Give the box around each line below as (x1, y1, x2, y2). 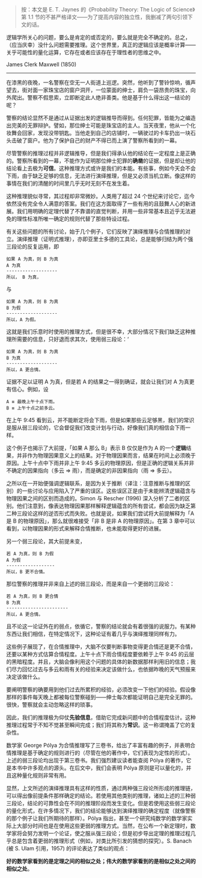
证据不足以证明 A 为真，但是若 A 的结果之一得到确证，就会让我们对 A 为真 (6, 378, 189, 385)
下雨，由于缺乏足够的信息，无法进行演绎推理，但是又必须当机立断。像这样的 (6, 172, 196, 179)
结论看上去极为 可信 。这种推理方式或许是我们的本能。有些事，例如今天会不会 (6, 165, 196, 172)
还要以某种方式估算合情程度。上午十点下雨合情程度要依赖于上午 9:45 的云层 (6, 650, 194, 658)
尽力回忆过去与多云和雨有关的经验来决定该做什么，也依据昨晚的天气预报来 (11, 665, 196, 673)
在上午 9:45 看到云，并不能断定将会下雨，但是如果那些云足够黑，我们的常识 (6, 417, 194, 423)
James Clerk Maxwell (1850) (6, 61, 77, 68)
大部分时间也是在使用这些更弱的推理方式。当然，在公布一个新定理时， (16, 822, 191, 829)
